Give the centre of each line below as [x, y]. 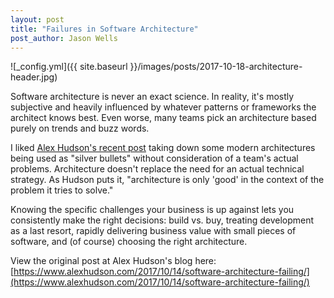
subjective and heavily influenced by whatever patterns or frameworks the [163, 107]
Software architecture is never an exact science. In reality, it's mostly [152, 97]
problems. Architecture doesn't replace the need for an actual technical [157, 169]
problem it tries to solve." [62, 190]
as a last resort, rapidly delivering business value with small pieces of [153, 231]
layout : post [37, 19]
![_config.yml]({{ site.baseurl [69, 67]
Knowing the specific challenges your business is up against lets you [152, 210]
